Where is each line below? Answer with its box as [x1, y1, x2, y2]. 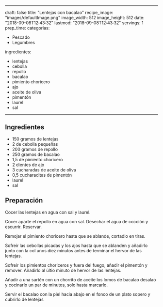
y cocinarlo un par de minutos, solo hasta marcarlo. [5, 282, 108, 288]
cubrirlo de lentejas [5, 296, 44, 302]
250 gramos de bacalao [12, 151, 60, 157]
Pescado [12, 34, 30, 40]
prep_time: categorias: [5, 25, 50, 31]
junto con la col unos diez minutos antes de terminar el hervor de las [5, 247, 142, 253]
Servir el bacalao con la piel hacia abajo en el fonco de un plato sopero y [5, 291, 150, 297]
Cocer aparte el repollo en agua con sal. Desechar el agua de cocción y [5, 218, 148, 224]
